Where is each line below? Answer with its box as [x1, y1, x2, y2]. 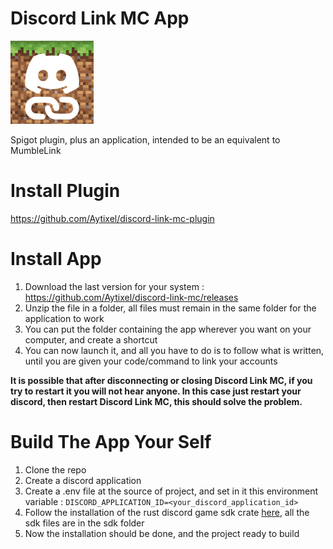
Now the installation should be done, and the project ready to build [24, 527, 300, 539]
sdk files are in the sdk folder [24, 517, 145, 529]
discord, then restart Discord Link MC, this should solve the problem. [10, 395, 303, 407]
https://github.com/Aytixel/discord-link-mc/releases [24, 291, 239, 303]
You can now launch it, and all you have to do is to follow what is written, [24, 344, 325, 356]
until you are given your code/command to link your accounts [24, 355, 278, 367]
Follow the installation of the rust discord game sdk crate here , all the [24, 506, 310, 518]
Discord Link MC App [10, 7, 190, 30]
